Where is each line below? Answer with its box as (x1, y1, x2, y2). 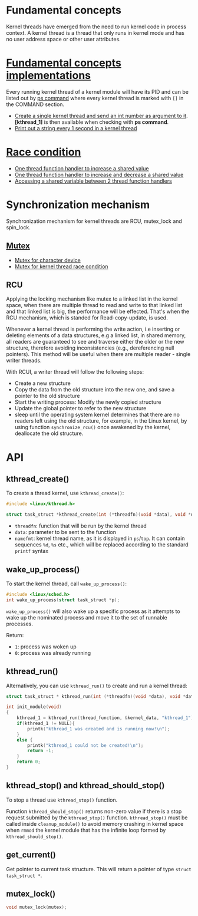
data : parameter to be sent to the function (14, 529, 117, 536)
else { (16, 737, 33, 743)
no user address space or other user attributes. (6, 35, 121, 42)
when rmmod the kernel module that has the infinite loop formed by (6, 826, 166, 833)
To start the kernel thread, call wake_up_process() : (6, 580, 127, 587)
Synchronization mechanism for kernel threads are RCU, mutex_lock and (6, 218, 183, 225)
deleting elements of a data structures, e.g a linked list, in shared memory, (6, 332, 186, 339)
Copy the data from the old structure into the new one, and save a (14, 386, 175, 393)
